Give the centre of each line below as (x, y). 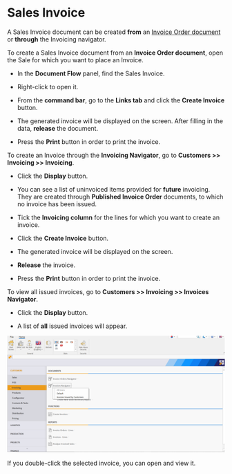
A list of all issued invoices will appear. (72, 326)
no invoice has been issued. (57, 204)
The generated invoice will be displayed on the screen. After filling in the (120, 121)
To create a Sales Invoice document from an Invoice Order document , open (115, 53)
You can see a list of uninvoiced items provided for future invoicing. (114, 189)
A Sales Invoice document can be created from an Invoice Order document (114, 32)
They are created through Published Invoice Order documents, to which (120, 197)
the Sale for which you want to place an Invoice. (75, 60)
